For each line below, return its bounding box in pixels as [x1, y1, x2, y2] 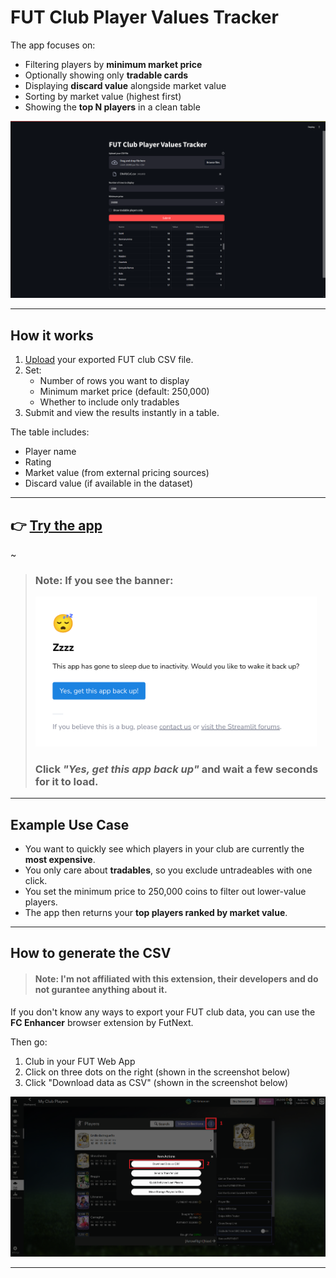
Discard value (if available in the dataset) [24, 477, 194, 490]
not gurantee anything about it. [34, 983, 168, 995]
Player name [24, 446, 77, 458]
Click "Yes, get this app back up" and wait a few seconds [34, 762, 319, 776]
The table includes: [10, 426, 90, 438]
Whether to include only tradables [39, 396, 180, 408]
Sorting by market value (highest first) [24, 90, 182, 102]
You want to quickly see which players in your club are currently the [24, 842, 305, 855]
